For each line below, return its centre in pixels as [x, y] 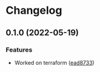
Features [19, 50]
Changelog [34, 10]
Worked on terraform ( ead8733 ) [54, 62]
